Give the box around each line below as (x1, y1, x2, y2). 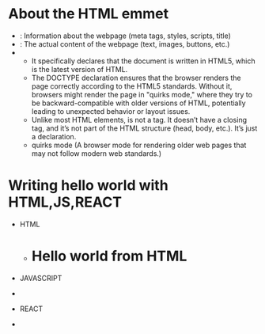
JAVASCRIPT (19, 273, 62, 283)
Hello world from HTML (31, 247, 187, 265)
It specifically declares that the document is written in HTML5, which (31, 56, 256, 66)
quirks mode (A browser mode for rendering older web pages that (31, 140, 247, 150)
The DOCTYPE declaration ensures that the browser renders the (31, 73, 241, 82)
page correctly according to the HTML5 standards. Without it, (31, 81, 233, 91)
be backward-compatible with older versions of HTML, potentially (31, 98, 247, 108)
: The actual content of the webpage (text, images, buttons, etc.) (19, 39, 230, 48)
